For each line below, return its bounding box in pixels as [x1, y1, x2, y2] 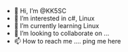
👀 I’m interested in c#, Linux [13, 14, 95, 22]
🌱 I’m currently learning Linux [13, 22, 100, 30]
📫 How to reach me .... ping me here [13, 37, 122, 45]
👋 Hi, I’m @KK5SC [13, 7, 67, 15]
